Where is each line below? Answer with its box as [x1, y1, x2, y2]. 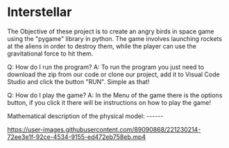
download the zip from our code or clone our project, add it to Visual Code [7, 70, 220, 79]
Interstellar [7, 4, 72, 20]
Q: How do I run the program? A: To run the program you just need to [7, 63, 205, 71]
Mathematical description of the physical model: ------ [7, 112, 164, 120]
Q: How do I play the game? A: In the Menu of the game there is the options [7, 91, 223, 99]
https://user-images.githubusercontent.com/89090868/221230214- [7, 125, 201, 133]
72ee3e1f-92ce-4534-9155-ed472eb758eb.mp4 [7, 133, 146, 141]
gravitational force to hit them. [7, 49, 94, 58]
